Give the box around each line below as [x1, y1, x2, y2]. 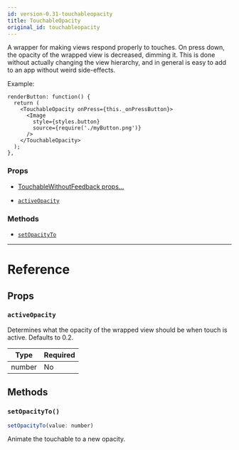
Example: [7, 80, 35, 88]
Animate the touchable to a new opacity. [7, 435, 126, 444]
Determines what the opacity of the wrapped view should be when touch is [7, 325, 228, 334]
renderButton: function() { [7, 93, 91, 100]
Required [43, 350, 76, 360]
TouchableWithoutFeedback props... [17, 182, 124, 191]
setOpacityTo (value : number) [7, 422, 94, 429]
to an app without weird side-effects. [7, 66, 116, 75]
